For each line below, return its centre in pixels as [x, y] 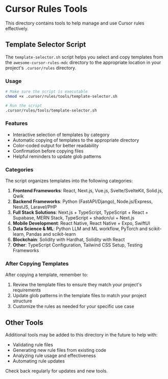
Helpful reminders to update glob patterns [57, 156]
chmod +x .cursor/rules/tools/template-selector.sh [61, 96]
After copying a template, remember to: [47, 275]
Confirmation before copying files [48, 151]
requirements [27, 290]
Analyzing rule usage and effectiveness [54, 355]
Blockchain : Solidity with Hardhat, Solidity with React [69, 240]
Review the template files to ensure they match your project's [77, 285]
